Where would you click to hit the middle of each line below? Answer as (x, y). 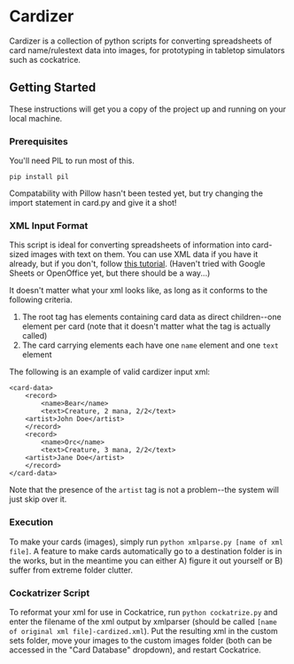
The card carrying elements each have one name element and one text (150, 345)
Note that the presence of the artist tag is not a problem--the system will (144, 490)
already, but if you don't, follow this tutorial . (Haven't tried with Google (137, 264)
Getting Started (53, 87)
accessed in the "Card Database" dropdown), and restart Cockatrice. (135, 650)
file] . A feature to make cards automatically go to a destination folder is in (146, 551)
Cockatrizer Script (50, 593)
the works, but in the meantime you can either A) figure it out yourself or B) (146, 560)
